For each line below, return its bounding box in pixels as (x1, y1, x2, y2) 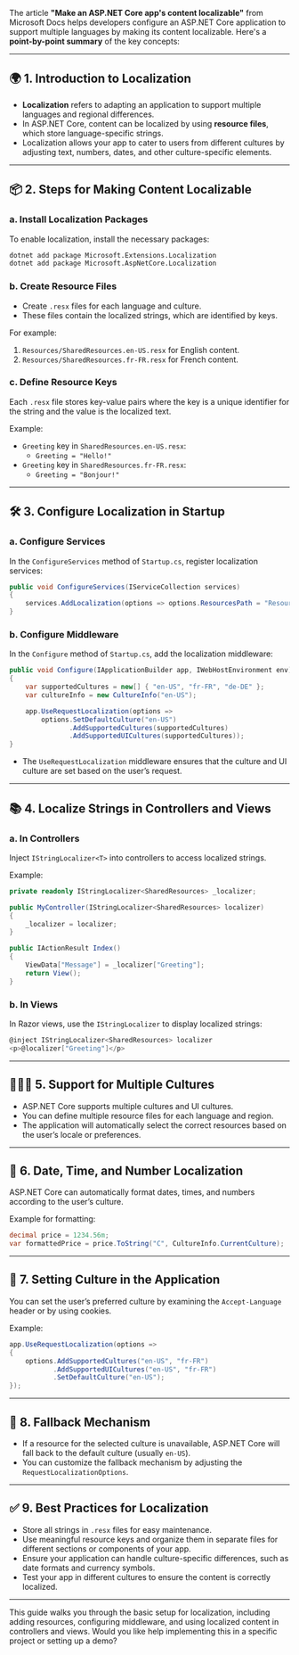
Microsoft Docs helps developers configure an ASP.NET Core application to (9, 17, 287, 28)
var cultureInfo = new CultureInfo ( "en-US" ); (25, 690, 198, 699)
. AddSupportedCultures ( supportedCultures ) (69, 723, 229, 732)
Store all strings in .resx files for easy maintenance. (21, 1524, 212, 1535)
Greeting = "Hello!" (35, 451, 112, 460)
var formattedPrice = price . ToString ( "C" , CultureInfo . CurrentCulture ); (9, 1239, 285, 1248)
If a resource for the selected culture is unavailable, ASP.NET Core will (21, 1437, 280, 1448)
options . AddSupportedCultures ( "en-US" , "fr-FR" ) (25, 1356, 209, 1365)
